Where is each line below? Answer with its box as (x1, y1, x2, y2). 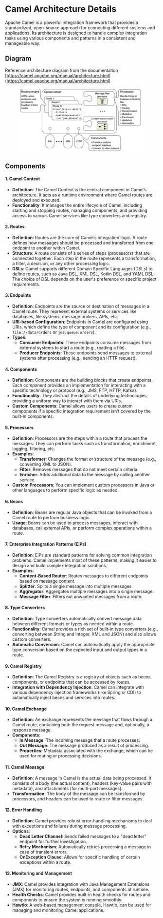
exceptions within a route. (19, 859, 72, 865)
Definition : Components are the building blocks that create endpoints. (12, 377, 153, 383)
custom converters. (12, 636, 52, 642)
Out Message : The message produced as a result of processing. (19, 743, 149, 749)
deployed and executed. (12, 197, 61, 203)
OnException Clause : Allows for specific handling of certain (19, 854, 140, 860)
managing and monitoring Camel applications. (12, 907, 105, 913)
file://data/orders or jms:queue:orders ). (12, 329, 96, 335)
